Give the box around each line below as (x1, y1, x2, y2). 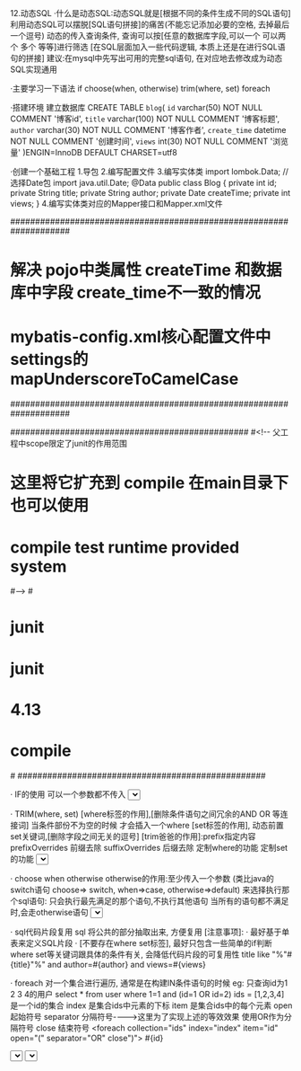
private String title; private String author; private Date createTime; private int (10, 188, 291, 198)
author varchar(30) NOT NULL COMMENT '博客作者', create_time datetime (10, 125, 287, 135)
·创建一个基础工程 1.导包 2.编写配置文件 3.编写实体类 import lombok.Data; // (10, 166, 289, 177)
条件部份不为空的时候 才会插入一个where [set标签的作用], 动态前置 (39, 819, 285, 830)
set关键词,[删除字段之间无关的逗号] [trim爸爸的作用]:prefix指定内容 (10, 830, 256, 842)
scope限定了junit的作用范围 (25, 438, 128, 449)
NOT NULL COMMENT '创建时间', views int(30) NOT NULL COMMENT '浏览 (10, 136, 289, 146)
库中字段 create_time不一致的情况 (10, 282, 262, 303)
